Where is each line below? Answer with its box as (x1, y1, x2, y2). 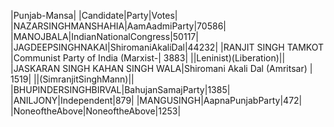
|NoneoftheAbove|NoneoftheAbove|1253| (10, 105, 182, 117)
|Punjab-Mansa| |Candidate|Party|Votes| (10, 10, 178, 21)
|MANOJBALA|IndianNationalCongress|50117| (10, 31, 199, 42)
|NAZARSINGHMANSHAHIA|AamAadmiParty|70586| (10, 20, 227, 32)
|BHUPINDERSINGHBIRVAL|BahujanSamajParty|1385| (10, 84, 231, 95)
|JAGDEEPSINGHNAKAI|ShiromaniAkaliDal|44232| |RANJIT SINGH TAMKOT (10, 41, 325, 53)
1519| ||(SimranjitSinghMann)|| (10, 73, 135, 85)
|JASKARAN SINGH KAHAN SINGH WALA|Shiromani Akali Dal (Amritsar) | (10, 63, 313, 74)
